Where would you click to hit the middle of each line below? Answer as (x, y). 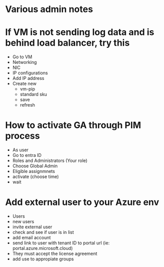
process (23, 136)
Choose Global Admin (35, 166)
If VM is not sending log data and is (80, 32)
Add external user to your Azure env (82, 202)
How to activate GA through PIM (73, 125)
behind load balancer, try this (67, 43)
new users (23, 221)
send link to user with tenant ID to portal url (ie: (61, 243)
